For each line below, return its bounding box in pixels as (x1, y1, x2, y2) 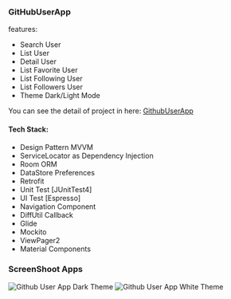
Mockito (19, 226, 47, 237)
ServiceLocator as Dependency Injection (19, 151, 154, 160)
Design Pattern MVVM (19, 142, 94, 151)
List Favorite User (19, 65, 78, 75)
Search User (19, 40, 61, 49)
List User (19, 49, 50, 58)
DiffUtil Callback (19, 210, 73, 219)
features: (8, 25, 38, 34)
